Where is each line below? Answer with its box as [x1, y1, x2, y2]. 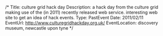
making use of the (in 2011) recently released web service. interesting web [5, 9, 158, 15]
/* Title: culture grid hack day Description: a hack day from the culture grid [5, 4, 159, 10]
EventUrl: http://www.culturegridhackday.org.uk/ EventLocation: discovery [5, 20, 159, 26]
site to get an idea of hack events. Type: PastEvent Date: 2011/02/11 [5, 15, 144, 20]
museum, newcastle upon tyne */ [5, 25, 74, 31]
